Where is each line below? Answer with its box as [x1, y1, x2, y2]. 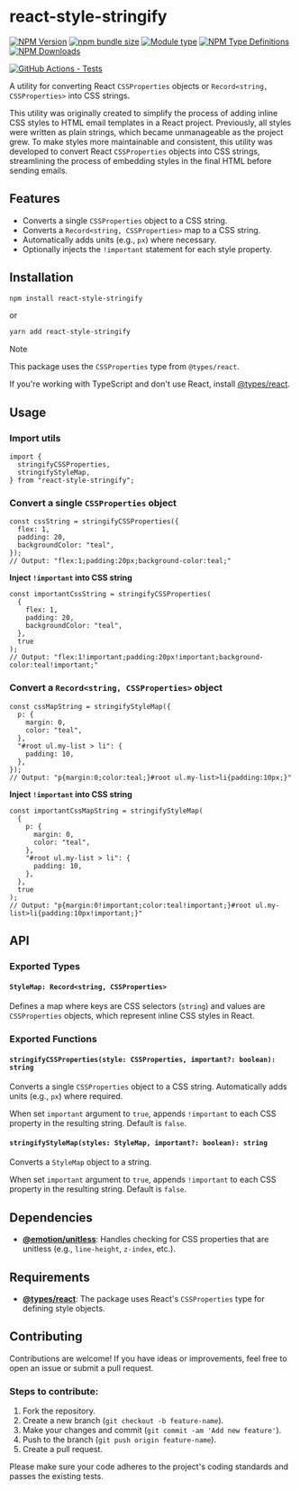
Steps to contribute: [9, 1385, 99, 1397]
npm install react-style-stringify [9, 294, 143, 303]
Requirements [9, 1269, 90, 1285]
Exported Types [9, 959, 81, 972]
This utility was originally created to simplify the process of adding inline [9, 107, 278, 118]
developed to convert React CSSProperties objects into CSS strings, [9, 146, 260, 157]
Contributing [9, 1329, 83, 1344]
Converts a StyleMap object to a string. [9, 1157, 152, 1167]
